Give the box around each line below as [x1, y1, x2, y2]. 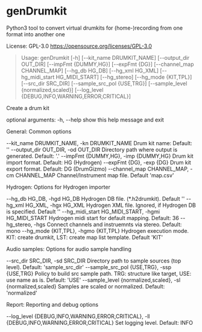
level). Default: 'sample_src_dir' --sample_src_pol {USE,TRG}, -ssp [6, 263, 172, 270]
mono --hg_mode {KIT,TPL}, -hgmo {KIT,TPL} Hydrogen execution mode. [6, 227, 189, 234]
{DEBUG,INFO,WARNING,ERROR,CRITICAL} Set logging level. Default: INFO [6, 319, 194, 326]
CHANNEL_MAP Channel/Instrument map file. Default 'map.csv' [15, 171, 174, 179]
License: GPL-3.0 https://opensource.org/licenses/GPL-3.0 [6, 42, 153, 50]
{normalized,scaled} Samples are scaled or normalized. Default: [6, 282, 165, 290]
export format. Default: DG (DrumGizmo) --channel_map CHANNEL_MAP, [6, 165, 189, 172]
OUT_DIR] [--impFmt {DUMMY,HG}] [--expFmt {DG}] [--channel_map [21, 60, 194, 68]
